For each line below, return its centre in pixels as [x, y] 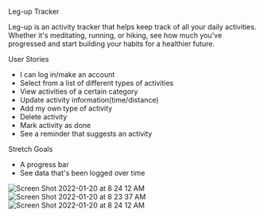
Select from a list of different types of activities [97, 83]
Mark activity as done [55, 125]
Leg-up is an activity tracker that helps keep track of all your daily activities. [132, 27]
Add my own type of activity [66, 108]
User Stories [29, 59]
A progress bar [44, 165]
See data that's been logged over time [82, 173]
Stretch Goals [31, 149]
